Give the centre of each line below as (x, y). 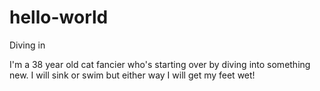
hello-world (59, 17)
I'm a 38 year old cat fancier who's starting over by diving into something (160, 64)
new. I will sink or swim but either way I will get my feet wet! (132, 75)
